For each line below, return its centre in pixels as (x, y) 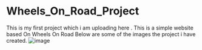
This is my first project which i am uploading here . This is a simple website (100, 28)
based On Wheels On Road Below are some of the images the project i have (101, 34)
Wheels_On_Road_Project (73, 11)
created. (17, 40)
